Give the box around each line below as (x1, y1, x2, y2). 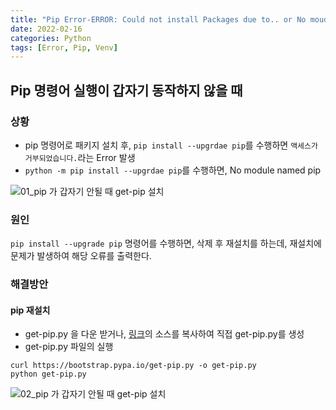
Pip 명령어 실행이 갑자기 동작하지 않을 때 (10, 82, 243, 99)
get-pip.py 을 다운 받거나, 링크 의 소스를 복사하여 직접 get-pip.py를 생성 (24, 328, 305, 340)
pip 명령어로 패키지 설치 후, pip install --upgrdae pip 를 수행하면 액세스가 (24, 139, 318, 151)
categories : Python (10, 33, 92, 43)
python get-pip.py (10, 369, 87, 380)
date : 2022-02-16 (10, 24, 83, 34)
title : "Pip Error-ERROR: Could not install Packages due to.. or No (10, 14, 307, 25)
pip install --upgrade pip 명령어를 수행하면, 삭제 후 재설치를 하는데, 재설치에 (10, 237, 322, 250)
